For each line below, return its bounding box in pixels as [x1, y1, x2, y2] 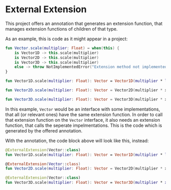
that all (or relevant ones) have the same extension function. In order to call [5, 111, 163, 118]
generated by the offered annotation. [5, 127, 83, 133]
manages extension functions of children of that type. [5, 25, 118, 32]
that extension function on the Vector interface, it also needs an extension [5, 117, 160, 123]
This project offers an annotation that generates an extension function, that [5, 20, 163, 26]
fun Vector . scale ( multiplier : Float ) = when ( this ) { [5, 45, 120, 50]
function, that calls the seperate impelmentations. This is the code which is [5, 122, 162, 128]
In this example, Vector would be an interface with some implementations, [5, 106, 160, 112]
